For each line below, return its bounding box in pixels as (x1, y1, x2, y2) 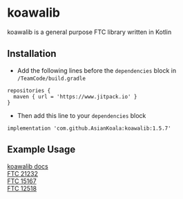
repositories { (7, 87, 51, 94)
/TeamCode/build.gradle (17, 75, 86, 82)
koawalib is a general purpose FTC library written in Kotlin (7, 28, 172, 36)
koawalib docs (7, 162, 48, 171)
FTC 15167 (7, 177, 37, 185)
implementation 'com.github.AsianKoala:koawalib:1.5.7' (7, 125, 171, 132)
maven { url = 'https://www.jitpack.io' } (13, 93, 137, 100)
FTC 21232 (7, 169, 39, 178)
